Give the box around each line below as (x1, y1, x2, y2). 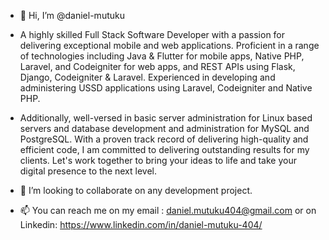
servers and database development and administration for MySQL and (19, 123, 310, 134)
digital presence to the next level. (19, 165, 158, 177)
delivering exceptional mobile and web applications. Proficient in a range (19, 40, 320, 51)
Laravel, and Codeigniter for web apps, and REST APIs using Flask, (19, 61, 296, 72)
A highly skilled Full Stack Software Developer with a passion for (19, 29, 286, 40)
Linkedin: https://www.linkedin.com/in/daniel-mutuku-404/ (19, 219, 263, 230)
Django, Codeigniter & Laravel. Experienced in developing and (19, 71, 276, 83)
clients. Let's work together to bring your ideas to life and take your (19, 155, 297, 166)
